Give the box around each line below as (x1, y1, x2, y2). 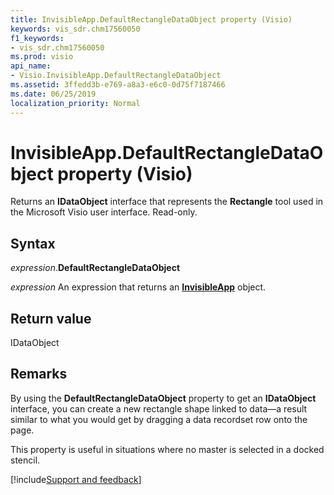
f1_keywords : (10, 33, 65, 43)
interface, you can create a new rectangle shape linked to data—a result (10, 402, 308, 415)
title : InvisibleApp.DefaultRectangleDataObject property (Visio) (10, 14, 293, 25)
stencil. (10, 454, 41, 466)
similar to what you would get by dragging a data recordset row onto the (10, 413, 308, 425)
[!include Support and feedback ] (10, 473, 142, 485)
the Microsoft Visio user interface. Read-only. (10, 206, 198, 218)
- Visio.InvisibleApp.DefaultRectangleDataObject (10, 71, 222, 81)
